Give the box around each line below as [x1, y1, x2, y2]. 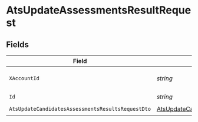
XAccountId [9, 75, 39, 81]
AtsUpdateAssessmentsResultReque [6, 4, 192, 17]
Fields [6, 39, 29, 50]
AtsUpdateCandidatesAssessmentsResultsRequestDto [9, 105, 151, 112]
